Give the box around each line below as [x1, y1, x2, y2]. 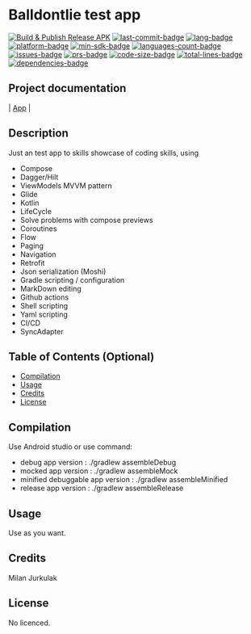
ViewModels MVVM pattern [19, 180, 112, 191]
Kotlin [19, 198, 40, 208]
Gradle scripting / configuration [19, 275, 125, 284]
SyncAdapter [19, 326, 64, 336]
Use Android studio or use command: [8, 442, 133, 451]
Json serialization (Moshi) [19, 267, 107, 276]
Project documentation [8, 82, 127, 95]
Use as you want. [8, 528, 66, 538]
